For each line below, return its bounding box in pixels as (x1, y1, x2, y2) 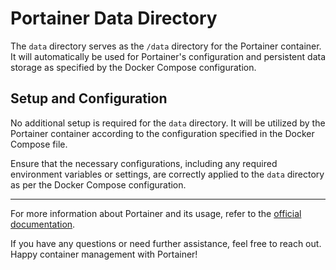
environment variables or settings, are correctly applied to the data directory (10, 168, 325, 180)
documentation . (10, 218, 76, 230)
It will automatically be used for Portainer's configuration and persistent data (10, 50, 326, 62)
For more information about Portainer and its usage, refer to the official (10, 207, 302, 219)
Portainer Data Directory (10, 7, 218, 30)
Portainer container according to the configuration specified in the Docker (10, 127, 315, 139)
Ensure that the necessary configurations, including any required (10, 157, 278, 169)
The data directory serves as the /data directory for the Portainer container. (10, 40, 322, 52)
